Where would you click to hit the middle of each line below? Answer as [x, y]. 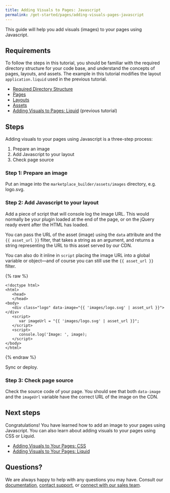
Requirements [28, 51]
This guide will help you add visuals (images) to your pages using [74, 29]
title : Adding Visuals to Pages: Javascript [53, 10]
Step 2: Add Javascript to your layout [52, 203]
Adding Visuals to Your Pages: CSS [49, 446]
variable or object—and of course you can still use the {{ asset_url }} [79, 261]
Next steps [23, 413]
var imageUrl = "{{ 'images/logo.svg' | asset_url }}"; [79, 321]
